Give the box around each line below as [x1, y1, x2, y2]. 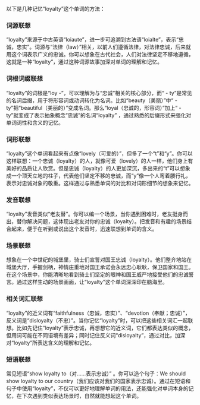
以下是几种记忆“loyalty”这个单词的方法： [6, 5, 105, 12]
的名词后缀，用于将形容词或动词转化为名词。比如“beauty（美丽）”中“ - [6, 97, 177, 104]
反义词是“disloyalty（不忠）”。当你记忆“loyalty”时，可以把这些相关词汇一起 [6, 317, 188, 324]
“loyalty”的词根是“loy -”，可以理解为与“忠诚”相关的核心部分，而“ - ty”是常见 [6, 89, 192, 96]
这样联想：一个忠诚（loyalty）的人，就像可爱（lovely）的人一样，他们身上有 [6, 157, 193, 164]
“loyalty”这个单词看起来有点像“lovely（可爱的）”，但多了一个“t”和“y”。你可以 [6, 150, 193, 157]
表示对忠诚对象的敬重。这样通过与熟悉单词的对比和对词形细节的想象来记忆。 [6, 179, 194, 186]
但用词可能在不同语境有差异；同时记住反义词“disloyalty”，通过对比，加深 [6, 331, 186, 338]
